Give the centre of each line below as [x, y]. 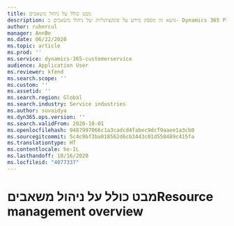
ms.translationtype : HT [42, 143]
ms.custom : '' [28, 85]
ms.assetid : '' [29, 91]
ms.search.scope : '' [37, 78]
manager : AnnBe [29, 33]
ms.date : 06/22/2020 [37, 40]
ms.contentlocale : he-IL [43, 150]
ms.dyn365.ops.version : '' [46, 117]
